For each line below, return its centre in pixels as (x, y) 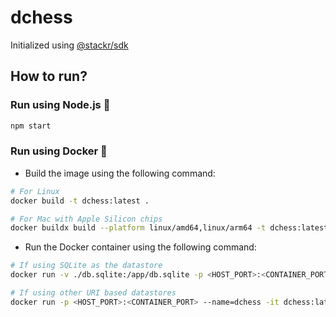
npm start (31, 126)
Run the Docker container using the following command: (140, 247)
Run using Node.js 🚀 (60, 105)
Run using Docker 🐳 (59, 151)
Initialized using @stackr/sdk (69, 45)
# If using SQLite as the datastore (86, 266)
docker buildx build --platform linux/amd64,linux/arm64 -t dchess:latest (169, 228)
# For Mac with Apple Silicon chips (86, 219)
